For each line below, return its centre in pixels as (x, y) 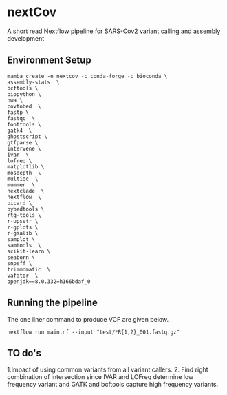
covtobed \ (24, 106)
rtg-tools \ (24, 215)
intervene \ (24, 148)
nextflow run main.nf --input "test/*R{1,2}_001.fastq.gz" (94, 332)
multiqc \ (23, 179)
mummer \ (21, 185)
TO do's (24, 353)
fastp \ (18, 112)
